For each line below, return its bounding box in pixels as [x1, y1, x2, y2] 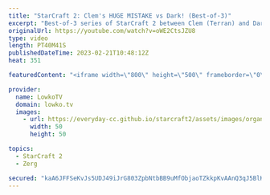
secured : [8, 174, 38, 182]
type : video [8, 34, 48, 43]
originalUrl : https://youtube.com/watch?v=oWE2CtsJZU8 [8, 26, 196, 35]
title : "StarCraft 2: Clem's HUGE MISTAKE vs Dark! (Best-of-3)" [8, 11, 231, 20]
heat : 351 [8, 57, 42, 65]
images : [15, 108, 42, 116]
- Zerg [15, 160, 38, 168]
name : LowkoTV [15, 93, 63, 101]
